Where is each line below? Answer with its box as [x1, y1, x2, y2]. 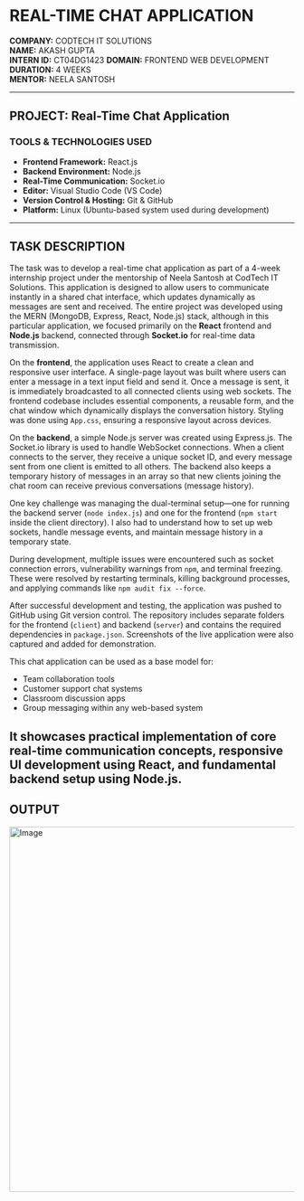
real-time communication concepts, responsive [9, 742, 283, 758]
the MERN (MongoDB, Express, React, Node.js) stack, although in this [9, 311, 270, 322]
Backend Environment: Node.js [22, 165, 142, 176]
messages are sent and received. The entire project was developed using [9, 301, 283, 312]
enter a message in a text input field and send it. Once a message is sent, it [9, 376, 290, 387]
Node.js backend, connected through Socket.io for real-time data [9, 330, 256, 341]
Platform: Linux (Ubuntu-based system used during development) [22, 204, 270, 215]
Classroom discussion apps [22, 693, 126, 704]
